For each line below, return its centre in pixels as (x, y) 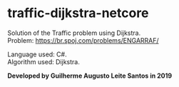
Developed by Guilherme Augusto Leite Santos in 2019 (90, 76)
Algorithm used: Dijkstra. (44, 61)
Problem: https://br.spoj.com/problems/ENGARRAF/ (83, 40)
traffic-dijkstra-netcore (78, 13)
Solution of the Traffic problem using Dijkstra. (74, 33)
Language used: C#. (37, 54)
